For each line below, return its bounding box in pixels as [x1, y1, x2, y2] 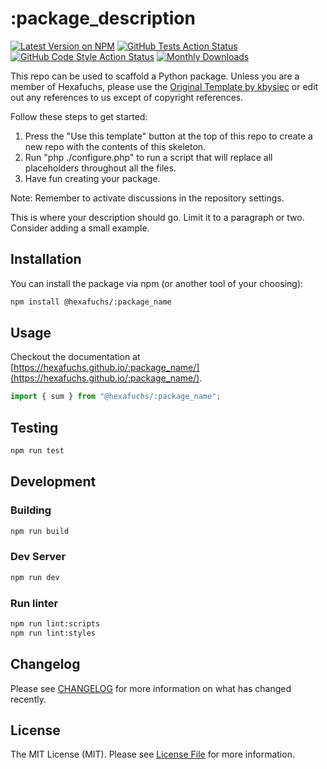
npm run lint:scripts [10, 619, 101, 629]
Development [10, 473, 97, 491]
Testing [10, 419, 59, 436]
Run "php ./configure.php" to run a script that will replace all [24, 151, 273, 163]
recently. [10, 693, 47, 705]
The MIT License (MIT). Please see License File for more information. [10, 748, 295, 761]
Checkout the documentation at [10, 351, 141, 363]
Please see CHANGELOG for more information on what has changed [10, 682, 292, 694]
